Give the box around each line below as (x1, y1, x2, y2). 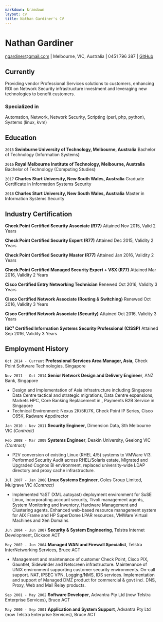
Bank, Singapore (5, 377, 38, 384)
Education (5, 133, 37, 142)
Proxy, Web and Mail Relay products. (12, 582, 86, 588)
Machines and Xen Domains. (12, 517, 70, 523)
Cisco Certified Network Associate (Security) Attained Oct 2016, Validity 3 (5, 311, 157, 317)
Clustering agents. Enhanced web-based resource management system (12, 507, 157, 513)
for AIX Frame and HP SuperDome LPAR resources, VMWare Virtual (12, 512, 147, 518)
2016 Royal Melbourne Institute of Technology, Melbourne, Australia (5, 161, 145, 167)
